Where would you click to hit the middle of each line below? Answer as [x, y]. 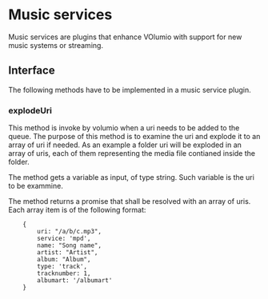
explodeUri [30, 110]
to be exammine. [36, 186]
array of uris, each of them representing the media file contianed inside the [132, 153]
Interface [32, 71]
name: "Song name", [70, 245]
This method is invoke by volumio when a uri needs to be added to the [124, 128]
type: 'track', [62, 267]
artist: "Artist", [68, 253]
